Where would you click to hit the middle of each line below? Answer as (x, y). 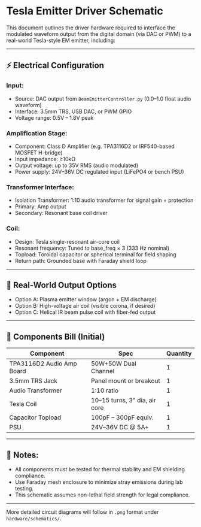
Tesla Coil (23, 404)
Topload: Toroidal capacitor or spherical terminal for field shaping (95, 254)
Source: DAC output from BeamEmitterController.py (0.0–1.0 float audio (103, 99)
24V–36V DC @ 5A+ (120, 428)
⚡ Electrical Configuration (55, 66)
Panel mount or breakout (125, 381)
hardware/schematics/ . (34, 518)
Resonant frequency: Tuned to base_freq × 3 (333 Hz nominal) (92, 248)
